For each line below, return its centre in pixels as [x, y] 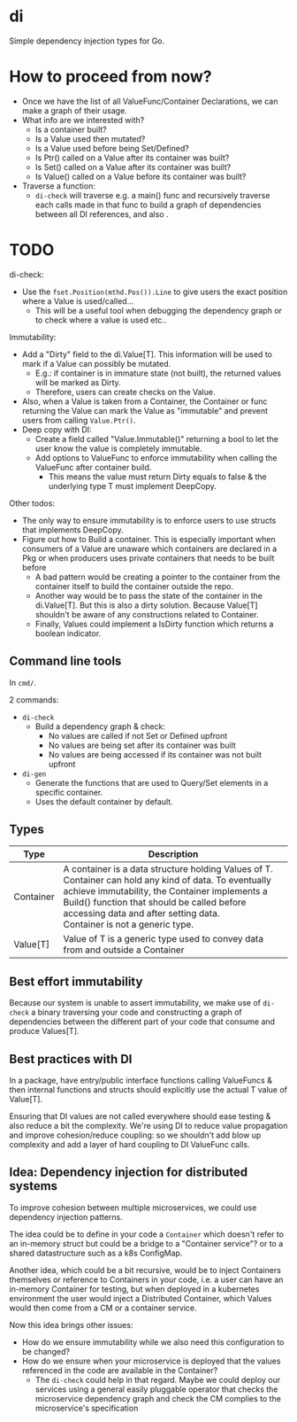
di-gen [34, 774]
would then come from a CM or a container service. [103, 1308]
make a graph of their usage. [75, 110]
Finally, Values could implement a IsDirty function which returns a [154, 624]
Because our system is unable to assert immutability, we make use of [135, 1003]
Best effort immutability [76, 981]
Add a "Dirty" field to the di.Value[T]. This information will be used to [147, 354]
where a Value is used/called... [78, 301]
